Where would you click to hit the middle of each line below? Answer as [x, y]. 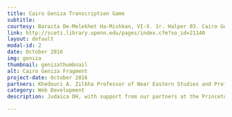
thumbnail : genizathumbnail [48, 65]
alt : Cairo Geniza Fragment [48, 71]
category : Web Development [46, 90]
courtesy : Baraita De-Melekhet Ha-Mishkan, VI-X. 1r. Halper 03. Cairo [112, 26]
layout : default [30, 39]
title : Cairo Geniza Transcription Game [66, 13]
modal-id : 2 [24, 45]
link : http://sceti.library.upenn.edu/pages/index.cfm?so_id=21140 [106, 33]
